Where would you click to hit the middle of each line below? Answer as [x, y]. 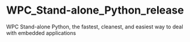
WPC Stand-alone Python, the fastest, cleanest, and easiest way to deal [95, 27]
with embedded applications [41, 33]
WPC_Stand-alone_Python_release [95, 10]
